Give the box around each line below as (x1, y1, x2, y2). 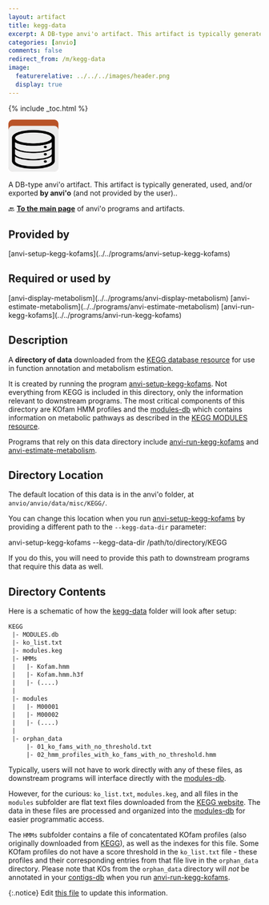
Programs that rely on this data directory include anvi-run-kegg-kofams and (8, 436, 259, 446)
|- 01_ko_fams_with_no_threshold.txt (26, 743, 152, 751)
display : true (15, 80, 62, 88)
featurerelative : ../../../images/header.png (15, 72, 171, 80)
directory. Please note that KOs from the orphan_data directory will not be (8, 864, 250, 874)
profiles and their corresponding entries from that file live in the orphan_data (8, 855, 259, 865)
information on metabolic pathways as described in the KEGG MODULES (8, 412, 248, 422)
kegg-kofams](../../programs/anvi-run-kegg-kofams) (8, 310, 183, 320)
